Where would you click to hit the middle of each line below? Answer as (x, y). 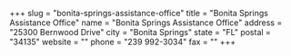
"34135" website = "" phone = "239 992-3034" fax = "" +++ (123, 42)
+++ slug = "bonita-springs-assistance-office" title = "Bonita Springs (139, 13)
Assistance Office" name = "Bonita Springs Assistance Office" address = (146, 23)
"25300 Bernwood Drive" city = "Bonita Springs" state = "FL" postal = (140, 32)
